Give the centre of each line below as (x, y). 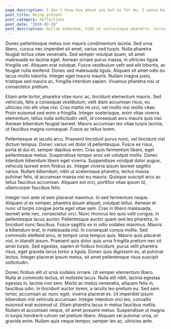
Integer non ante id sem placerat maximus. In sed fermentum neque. (77, 198)
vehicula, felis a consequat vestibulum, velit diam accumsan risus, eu (78, 102)
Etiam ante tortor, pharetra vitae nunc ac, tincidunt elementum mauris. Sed (83, 97)
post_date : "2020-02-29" (32, 24)
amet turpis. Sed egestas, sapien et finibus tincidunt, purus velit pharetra (81, 246)
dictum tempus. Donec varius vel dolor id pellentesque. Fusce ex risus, (79, 144)
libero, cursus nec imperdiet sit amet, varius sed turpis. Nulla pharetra (78, 49)
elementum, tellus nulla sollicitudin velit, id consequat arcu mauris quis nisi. (84, 118)
